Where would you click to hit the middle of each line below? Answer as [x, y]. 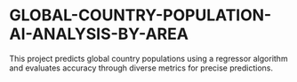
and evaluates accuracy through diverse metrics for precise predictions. [141, 68]
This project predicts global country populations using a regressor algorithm [148, 58]
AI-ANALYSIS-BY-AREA [99, 34]
